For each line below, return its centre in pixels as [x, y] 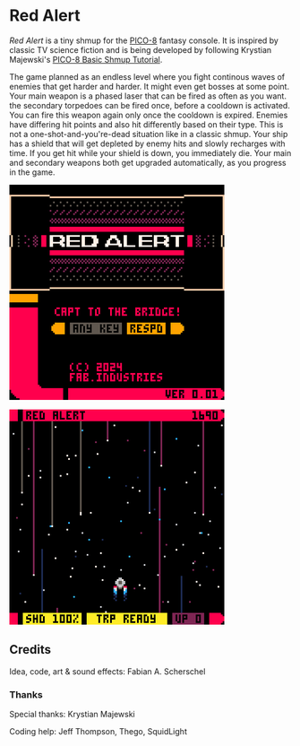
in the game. [32, 172]
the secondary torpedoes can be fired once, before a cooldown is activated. [150, 105]
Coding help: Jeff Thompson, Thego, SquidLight [99, 732]
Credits [30, 650]
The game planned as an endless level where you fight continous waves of [147, 76]
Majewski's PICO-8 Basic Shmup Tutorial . [86, 59]
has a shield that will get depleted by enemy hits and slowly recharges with [147, 143]
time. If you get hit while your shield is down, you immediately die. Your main [150, 152]
